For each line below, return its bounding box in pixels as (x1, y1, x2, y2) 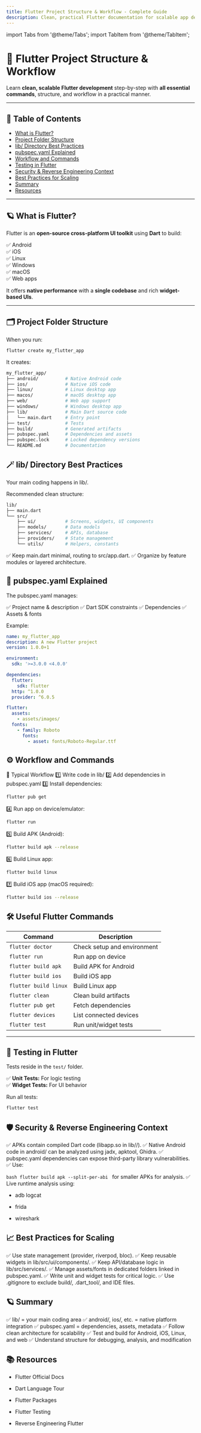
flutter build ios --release (6, 894, 79, 900)
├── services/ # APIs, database (17, 530, 109, 536)
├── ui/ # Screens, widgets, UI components (17, 519, 154, 525)
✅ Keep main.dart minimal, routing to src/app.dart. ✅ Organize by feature (6, 552, 187, 559)
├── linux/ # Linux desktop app (6, 387, 117, 393)
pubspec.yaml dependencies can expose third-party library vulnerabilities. (6, 1155, 190, 1162)
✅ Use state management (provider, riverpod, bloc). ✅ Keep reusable (6, 1251, 176, 1259)
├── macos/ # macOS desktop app (6, 392, 117, 399)
